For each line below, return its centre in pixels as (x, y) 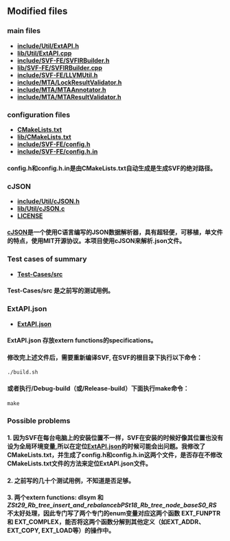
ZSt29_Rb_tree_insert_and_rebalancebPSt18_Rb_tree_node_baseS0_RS (112, 505)
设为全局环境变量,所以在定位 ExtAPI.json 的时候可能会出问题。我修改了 (106, 446)
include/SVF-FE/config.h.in (57, 151)
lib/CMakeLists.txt (44, 137)
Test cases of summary (47, 259)
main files (24, 31)
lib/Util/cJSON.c (41, 208)
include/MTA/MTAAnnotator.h (61, 89)
